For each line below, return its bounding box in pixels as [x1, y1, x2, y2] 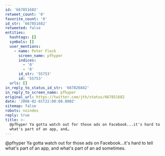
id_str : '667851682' [5, 21, 48, 26]
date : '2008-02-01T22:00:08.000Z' [5, 99, 77, 104]
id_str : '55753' [18, 72, 52, 77]
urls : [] [9, 80, 28, 85]
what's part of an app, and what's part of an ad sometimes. [5, 145, 126, 151]
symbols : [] [9, 39, 35, 44]
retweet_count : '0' [5, 12, 45, 17]
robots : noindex [5, 108, 39, 114]
